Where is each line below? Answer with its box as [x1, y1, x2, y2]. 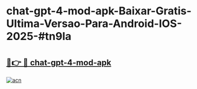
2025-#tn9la [6, 30, 72, 43]
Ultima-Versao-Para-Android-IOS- [6, 17, 183, 30]
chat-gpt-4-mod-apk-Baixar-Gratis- [6, 4, 192, 18]
